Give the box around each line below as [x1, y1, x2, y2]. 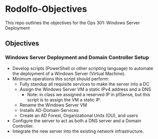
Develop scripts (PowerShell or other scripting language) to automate [12, 65, 154, 71]
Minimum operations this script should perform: [12, 75, 110, 82]
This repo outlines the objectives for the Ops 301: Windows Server [5, 20, 140, 26]
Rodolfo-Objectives [5, 3, 87, 15]
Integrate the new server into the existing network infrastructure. [12, 128, 144, 134]
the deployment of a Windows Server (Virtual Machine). [12, 70, 126, 76]
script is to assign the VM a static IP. [27, 97, 101, 103]
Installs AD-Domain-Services [19, 107, 79, 113]
